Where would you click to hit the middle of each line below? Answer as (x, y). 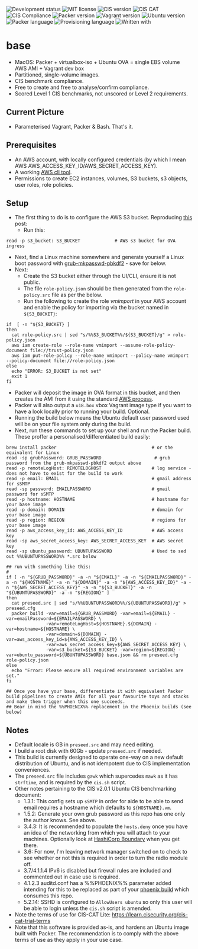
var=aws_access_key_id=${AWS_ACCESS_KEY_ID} (62, 640)
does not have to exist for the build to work (64, 474)
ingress (16, 246)
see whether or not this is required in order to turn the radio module (106, 858)
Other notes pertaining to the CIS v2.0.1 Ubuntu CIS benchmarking (95, 789)
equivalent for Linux (33, 453)
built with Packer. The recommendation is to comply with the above (97, 934)
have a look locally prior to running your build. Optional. (82, 411)
